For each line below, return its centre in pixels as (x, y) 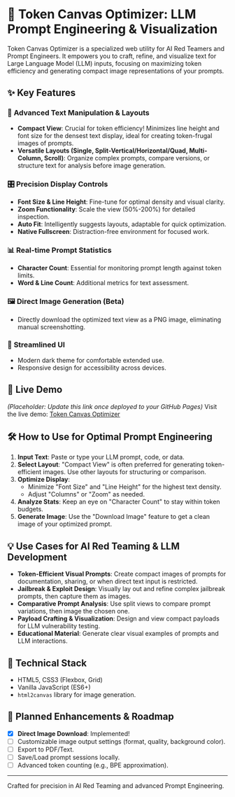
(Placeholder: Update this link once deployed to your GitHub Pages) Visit (112, 406)
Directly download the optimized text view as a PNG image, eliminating (119, 319)
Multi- (198, 151)
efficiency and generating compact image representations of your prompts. (116, 71)
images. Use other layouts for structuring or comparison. (124, 472)
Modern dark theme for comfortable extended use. (91, 360)
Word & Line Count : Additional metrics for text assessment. (103, 283)
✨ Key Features (41, 93)
